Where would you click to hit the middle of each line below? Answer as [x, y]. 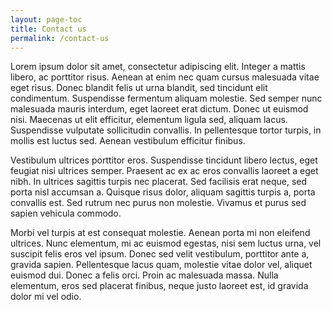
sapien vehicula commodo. [66, 213]
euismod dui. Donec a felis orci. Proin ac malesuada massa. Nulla [144, 275]
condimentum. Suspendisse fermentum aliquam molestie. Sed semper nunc [166, 98]
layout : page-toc [46, 19]
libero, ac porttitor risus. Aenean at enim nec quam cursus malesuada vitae [165, 77]
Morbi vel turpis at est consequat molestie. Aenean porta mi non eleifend [160, 233]
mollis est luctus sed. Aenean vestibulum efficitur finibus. [128, 141]
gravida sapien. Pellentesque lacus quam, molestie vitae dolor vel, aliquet [161, 265]
